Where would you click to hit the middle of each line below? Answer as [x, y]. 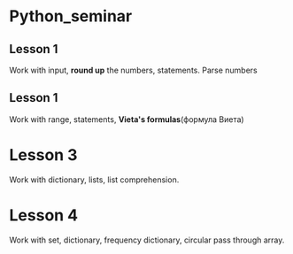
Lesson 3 [43, 155]
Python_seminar [71, 16]
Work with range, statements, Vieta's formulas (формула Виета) [127, 119]
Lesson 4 [44, 215]
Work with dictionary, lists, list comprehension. [94, 180]
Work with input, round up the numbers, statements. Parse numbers [134, 70]
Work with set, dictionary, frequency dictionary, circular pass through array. [147, 240]
